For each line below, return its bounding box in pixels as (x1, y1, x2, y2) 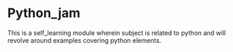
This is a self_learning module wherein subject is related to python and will (7, 28, 226, 37)
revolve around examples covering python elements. (7, 36, 162, 44)
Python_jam (7, 5, 81, 21)
